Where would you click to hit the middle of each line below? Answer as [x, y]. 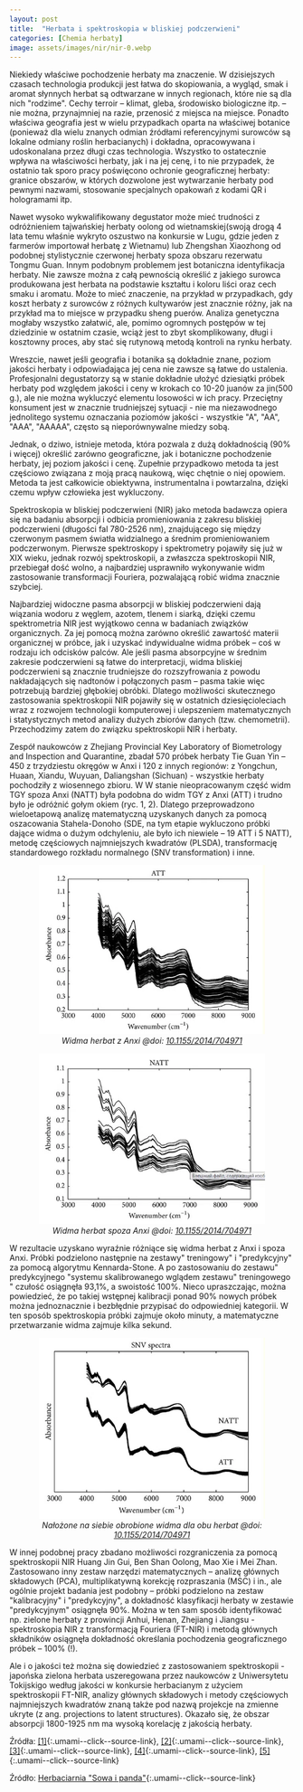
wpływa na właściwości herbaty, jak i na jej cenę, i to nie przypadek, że [142, 161]
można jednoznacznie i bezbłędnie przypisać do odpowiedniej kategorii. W [149, 1306]
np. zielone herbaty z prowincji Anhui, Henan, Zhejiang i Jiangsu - [132, 1620]
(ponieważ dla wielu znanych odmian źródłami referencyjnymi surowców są [150, 132]
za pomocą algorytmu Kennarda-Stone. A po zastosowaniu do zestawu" [144, 1267]
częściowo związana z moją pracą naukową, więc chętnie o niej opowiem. [148, 473]
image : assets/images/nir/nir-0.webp [80, 48]
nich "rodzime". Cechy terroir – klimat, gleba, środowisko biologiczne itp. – [148, 103]
